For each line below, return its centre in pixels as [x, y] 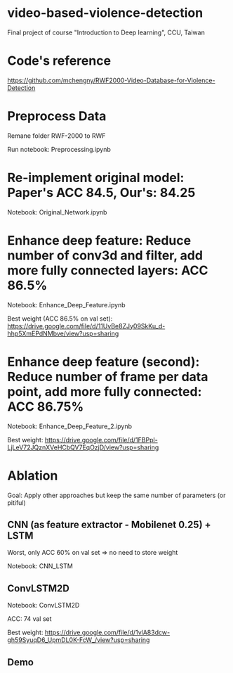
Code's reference [59, 61]
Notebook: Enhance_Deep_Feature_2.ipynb [69, 426]
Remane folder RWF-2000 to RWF [56, 136]
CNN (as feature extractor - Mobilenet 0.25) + [109, 524]
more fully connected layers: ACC [108, 270]
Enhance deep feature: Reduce [99, 240]
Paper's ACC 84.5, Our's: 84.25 [101, 193]
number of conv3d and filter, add [105, 255]
